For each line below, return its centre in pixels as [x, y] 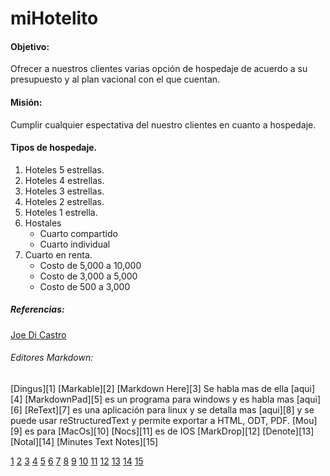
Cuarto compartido [78, 233]
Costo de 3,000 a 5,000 [88, 276]
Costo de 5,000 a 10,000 [90, 265]
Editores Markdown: [52, 358]
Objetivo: [30, 46]
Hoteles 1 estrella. [61, 212]
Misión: [26, 102]
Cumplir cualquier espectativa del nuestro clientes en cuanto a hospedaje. [163, 124]
